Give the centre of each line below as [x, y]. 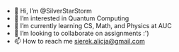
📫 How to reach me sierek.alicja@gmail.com [79, 41]
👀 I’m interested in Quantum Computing [71, 18]
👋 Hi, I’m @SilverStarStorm [53, 11]
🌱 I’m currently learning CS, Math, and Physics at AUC [93, 26]
